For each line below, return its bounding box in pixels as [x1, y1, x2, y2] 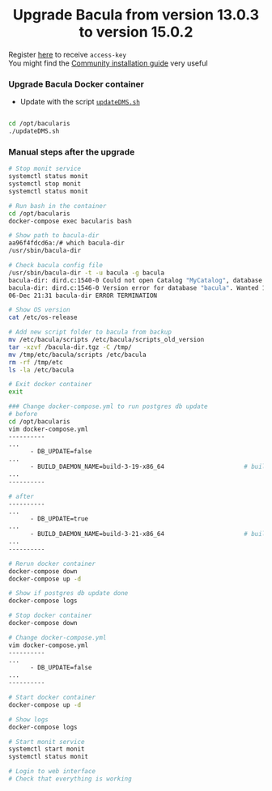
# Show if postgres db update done [8, 589, 129, 598]
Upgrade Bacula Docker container [8, 79, 144, 90]
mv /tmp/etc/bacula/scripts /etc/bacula [8, 351, 147, 359]
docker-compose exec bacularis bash [8, 217, 132, 225]
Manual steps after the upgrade [8, 146, 135, 157]
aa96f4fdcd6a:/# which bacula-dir [8, 239, 125, 248]
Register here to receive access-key [8, 49, 127, 59]
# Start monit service [8, 738, 85, 746]
